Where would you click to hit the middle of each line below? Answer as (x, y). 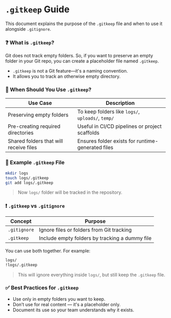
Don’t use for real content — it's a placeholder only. (67, 304)
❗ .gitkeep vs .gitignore (35, 206)
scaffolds (88, 132)
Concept (21, 221)
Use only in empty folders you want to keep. (59, 299)
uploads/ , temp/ (96, 118)
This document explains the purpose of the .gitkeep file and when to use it (84, 24)
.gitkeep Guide (37, 9)
